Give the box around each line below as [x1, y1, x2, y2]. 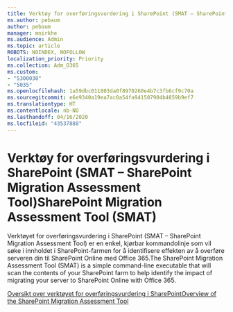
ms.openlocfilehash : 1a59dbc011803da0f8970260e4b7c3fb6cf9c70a [7, 88, 194, 95]
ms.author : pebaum [7, 17, 60, 24]
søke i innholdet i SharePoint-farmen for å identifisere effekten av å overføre [7, 247, 225, 255]
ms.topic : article [7, 42, 60, 49]
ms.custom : [7, 68, 39, 75]
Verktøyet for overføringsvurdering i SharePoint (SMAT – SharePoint [7, 232, 201, 240]
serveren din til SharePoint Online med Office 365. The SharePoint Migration [7, 254, 223, 263]
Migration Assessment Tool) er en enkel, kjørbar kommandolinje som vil [7, 239, 212, 247]
